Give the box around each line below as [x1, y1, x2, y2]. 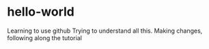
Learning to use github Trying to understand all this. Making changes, [7, 27, 203, 35]
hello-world [7, 4, 75, 20]
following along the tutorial [7, 33, 82, 42]
